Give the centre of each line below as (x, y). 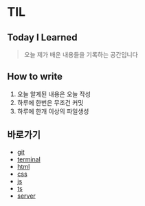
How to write (35, 77)
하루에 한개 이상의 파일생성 (53, 111)
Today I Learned (42, 37)
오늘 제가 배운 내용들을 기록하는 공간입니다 (81, 55)
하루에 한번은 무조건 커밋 (50, 102)
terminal (29, 159)
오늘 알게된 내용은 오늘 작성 (54, 94)
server (26, 196)
